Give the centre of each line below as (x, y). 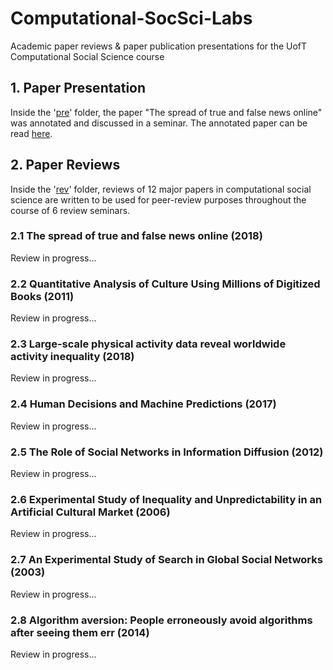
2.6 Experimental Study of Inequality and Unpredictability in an (166, 499)
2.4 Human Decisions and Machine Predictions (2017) (143, 404)
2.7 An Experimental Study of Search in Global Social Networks (166, 560)
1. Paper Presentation (78, 88)
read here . (31, 133)
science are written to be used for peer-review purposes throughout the (158, 199)
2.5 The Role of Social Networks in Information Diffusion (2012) (167, 452)
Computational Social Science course (87, 56)
